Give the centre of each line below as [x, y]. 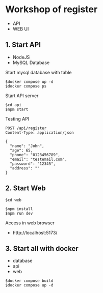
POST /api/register [26, 128]
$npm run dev [19, 213]
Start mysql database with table [38, 72]
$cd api [14, 105]
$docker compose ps [26, 86]
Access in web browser [30, 223]
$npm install [19, 209]
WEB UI [21, 28]
